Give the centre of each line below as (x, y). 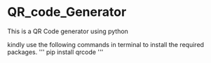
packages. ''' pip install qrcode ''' (55, 52)
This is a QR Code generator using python (68, 31)
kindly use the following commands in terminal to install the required (106, 44)
